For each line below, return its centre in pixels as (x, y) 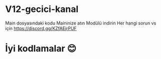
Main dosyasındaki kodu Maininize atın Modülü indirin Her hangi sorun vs (81, 23)
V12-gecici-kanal (42, 9)
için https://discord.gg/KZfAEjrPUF (41, 28)
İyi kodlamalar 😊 (41, 49)
